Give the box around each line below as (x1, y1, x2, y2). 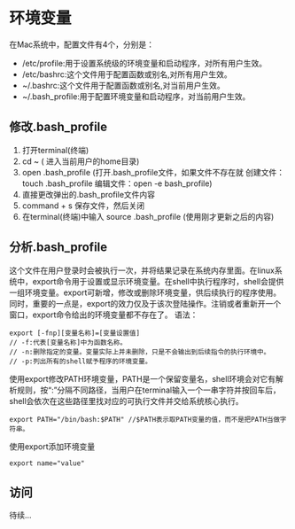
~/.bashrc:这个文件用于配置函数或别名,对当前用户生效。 (21, 80, 225, 90)
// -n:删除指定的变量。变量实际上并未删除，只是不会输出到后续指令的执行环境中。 (9, 347, 271, 356)
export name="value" (9, 458, 86, 468)
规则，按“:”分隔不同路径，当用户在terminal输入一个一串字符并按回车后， (16, 385, 281, 395)
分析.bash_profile (9, 240, 108, 255)
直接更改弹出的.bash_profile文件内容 (21, 189, 156, 199)
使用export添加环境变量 (9, 440, 96, 452)
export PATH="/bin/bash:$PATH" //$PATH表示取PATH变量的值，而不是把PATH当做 (9, 415, 281, 424)
